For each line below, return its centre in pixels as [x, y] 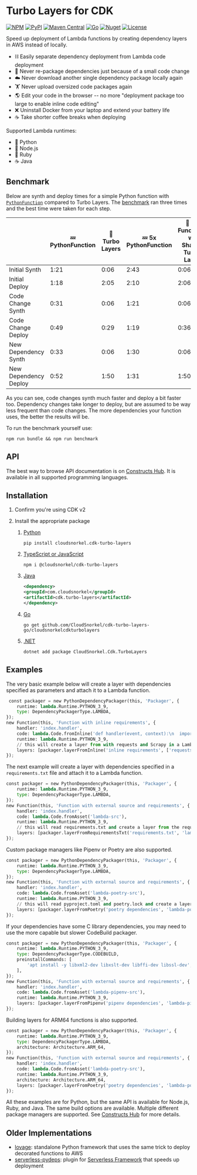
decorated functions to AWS [49, 1153]
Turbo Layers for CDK [60, 11]
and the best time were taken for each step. [59, 208]
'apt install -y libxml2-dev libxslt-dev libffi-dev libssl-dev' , [110, 965]
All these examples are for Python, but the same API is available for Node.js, [98, 1102]
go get [31, 625]
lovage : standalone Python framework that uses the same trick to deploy [102, 1147]
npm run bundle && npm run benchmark [52, 439]
